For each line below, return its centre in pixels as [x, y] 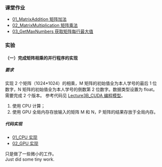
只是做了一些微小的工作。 [31, 154]
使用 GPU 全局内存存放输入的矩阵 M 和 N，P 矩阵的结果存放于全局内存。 [85, 112]
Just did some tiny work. [30, 159]
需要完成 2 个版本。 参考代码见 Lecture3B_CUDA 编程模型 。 [65, 95]
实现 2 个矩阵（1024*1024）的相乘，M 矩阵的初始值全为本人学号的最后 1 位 [81, 83]
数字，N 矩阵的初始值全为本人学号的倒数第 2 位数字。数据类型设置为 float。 [81, 89]
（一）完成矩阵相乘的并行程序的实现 [41, 58]
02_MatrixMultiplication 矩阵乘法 [45, 25]
